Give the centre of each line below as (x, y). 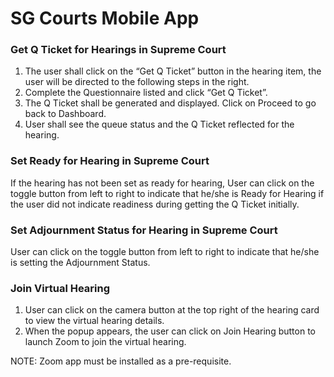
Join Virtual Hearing (60, 288)
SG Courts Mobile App (105, 18)
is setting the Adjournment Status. (80, 263)
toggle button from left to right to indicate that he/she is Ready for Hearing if (167, 193)
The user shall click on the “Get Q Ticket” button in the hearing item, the (173, 71)
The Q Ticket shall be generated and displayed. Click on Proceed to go (170, 103)
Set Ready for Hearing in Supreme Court (110, 161)
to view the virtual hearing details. (94, 321)
